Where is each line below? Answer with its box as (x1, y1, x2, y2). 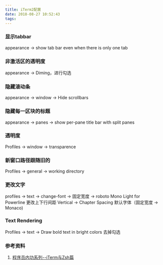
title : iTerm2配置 (5, 7, 41, 12)
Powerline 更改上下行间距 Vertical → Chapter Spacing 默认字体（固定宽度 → (5, 199, 158, 205)
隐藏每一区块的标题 (5, 108, 50, 115)
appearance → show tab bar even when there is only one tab (5, 44, 128, 50)
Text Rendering (5, 217, 43, 224)
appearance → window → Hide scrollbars (5, 95, 89, 101)
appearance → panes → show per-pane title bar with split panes (5, 119, 135, 125)
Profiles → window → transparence (5, 144, 76, 150)
